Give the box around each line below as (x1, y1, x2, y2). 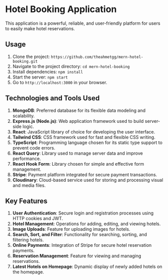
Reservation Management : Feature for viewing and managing (12, 253, 142, 259)
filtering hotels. (12, 237, 44, 243)
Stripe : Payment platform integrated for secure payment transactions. (12, 171, 157, 177)
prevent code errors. (12, 145, 55, 151)
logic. (22, 123, 34, 129)
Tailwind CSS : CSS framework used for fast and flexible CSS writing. (12, 134, 156, 140)
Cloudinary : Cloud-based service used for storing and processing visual (12, 177, 163, 183)
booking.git (12, 59, 38, 64)
